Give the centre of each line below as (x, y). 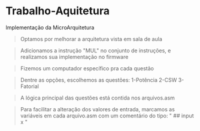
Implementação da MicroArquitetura (50, 27)
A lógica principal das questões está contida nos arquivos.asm (97, 98)
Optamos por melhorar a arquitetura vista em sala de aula (91, 39)
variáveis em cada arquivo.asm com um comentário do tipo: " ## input (107, 116)
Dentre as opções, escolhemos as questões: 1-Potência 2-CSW (99, 80)
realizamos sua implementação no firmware (74, 57)
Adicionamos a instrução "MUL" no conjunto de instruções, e (96, 50)
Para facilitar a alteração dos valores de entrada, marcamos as (97, 109)
